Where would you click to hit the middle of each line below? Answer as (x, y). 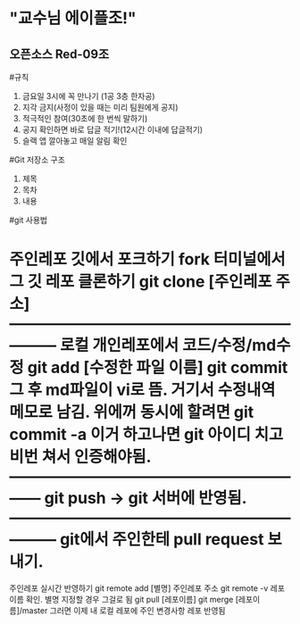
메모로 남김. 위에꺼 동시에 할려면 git (132, 412)
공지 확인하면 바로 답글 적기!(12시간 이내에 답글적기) (112, 129)
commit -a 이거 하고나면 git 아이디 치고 (146, 435)
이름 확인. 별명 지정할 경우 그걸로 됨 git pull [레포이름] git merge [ (124, 599)
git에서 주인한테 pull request (162, 540)
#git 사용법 (29, 220)
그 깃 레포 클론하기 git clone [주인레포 (141, 282)
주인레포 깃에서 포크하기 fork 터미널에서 (147, 259)
